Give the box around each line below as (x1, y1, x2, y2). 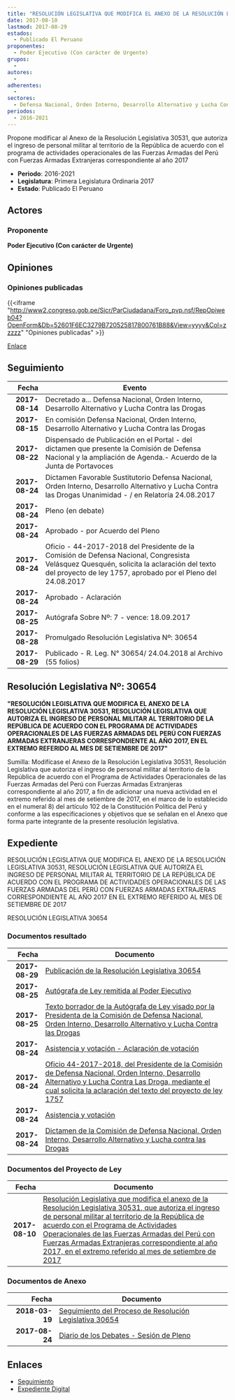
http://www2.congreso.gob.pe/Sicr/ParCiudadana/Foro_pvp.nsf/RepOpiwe (10, 306, 225, 314)
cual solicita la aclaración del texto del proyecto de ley (45, 1085, 223, 1095)
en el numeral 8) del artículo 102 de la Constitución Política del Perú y (7, 802, 208, 810)
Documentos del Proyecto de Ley (7, 1164, 122, 1174)
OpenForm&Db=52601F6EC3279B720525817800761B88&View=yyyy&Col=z (7, 321, 227, 329)
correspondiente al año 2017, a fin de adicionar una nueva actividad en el (7, 787, 218, 796)
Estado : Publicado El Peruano (17, 184, 104, 192)
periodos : (7, 108, 36, 115)
